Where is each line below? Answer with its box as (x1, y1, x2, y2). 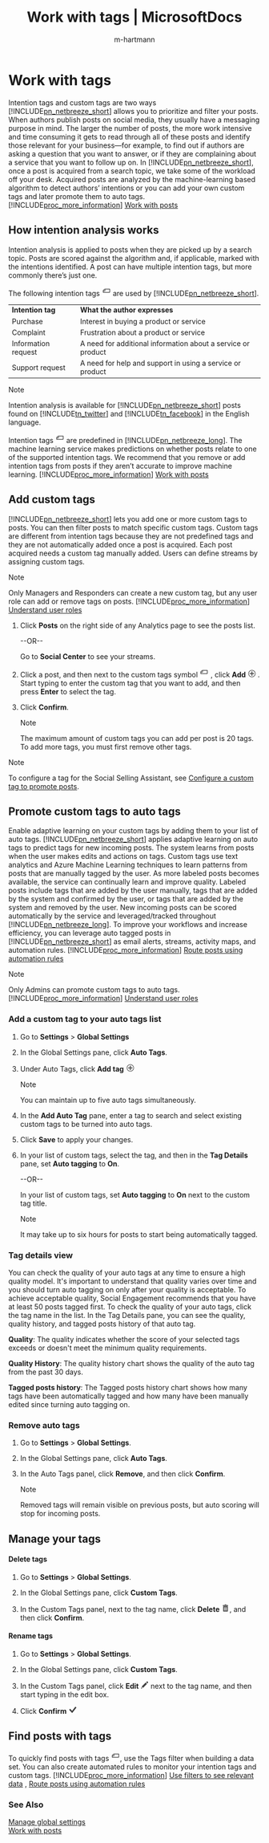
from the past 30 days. (8, 1367, 84, 1377)
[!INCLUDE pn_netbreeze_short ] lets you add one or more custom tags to (8, 514, 247, 523)
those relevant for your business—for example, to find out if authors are (8, 140, 245, 150)
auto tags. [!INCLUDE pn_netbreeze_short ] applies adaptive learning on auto (8, 835, 259, 844)
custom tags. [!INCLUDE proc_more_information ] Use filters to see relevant (8, 1770, 255, 1780)
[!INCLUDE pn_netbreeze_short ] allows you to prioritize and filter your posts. (8, 106, 259, 116)
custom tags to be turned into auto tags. (19, 1119, 153, 1129)
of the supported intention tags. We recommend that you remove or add (8, 452, 246, 462)
